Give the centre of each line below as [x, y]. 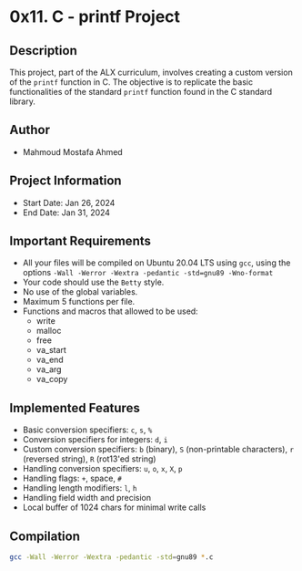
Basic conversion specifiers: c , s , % [87, 430]
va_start [51, 350]
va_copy [52, 379]
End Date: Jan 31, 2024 [66, 213]
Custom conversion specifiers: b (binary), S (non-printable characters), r [158, 450]
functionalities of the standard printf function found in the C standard [141, 92]
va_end [50, 360]
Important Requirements [81, 241]
